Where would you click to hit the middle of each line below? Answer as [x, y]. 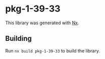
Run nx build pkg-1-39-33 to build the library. [52, 50]
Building [18, 39]
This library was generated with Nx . [42, 23]
